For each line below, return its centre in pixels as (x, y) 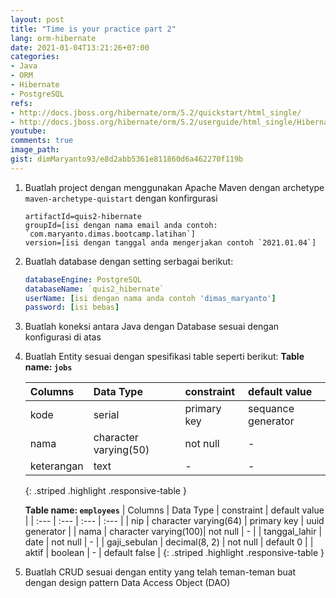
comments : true (42, 141)
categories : (35, 57)
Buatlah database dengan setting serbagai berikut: (129, 261)
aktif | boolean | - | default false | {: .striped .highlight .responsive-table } (174, 553)
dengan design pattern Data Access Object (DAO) (127, 583)
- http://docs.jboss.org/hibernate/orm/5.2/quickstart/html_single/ (156, 112)
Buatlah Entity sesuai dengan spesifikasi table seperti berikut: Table (164, 357)
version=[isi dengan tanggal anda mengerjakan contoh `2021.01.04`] (170, 242)
